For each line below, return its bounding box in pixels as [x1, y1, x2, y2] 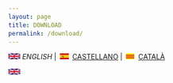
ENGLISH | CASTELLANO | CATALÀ [21, 52, 165, 62]
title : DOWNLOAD [8, 21, 62, 29]
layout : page [8, 13, 52, 21]
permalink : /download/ [8, 29, 83, 37]
